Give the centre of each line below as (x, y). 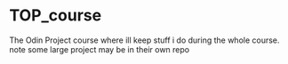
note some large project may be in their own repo (99, 49)
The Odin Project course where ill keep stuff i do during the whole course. (144, 40)
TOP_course (56, 16)
